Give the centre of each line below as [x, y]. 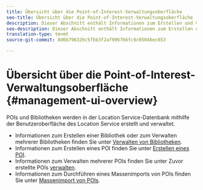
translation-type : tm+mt [37, 34]
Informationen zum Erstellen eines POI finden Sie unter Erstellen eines [102, 148]
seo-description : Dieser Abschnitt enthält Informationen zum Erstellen [100, 29]
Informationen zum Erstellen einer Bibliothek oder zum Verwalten [96, 135]
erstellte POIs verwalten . [46, 167]
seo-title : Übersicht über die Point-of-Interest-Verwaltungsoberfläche [100, 17]
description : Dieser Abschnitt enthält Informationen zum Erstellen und [100, 23]
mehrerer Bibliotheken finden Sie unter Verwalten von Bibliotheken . [98, 142]
